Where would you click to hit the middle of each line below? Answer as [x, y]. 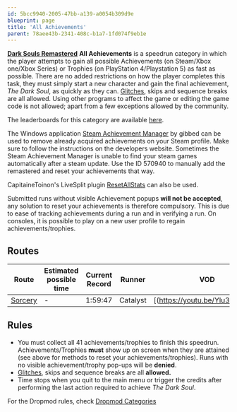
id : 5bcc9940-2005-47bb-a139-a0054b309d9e [71, 14]
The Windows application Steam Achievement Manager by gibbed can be [114, 134]
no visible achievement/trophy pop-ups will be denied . [97, 365]
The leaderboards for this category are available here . [86, 120]
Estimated [61, 271]
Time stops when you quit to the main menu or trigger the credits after [120, 379]
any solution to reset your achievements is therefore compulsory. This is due [119, 206]
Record [99, 284]
